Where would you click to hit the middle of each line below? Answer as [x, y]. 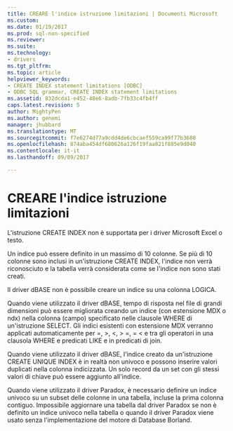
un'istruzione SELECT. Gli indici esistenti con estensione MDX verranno [110, 325]
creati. [16, 276]
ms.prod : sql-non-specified [48, 33]
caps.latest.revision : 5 [44, 105]
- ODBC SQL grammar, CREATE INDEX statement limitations [92, 92]
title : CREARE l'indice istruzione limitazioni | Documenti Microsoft [113, 14]
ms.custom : [23, 20]
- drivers [22, 60]
